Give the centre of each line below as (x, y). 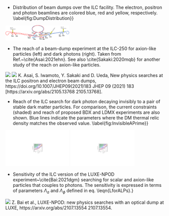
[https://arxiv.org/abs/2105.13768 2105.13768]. (54, 91)
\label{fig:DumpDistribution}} (43, 18)
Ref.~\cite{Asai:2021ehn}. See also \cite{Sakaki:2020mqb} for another (87, 59)
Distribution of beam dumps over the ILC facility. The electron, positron (87, 7)
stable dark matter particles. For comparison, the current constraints (85, 107)
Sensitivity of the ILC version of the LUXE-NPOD (64, 174)
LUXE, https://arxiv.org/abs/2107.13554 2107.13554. (59, 208)
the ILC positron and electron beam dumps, (51, 81)
